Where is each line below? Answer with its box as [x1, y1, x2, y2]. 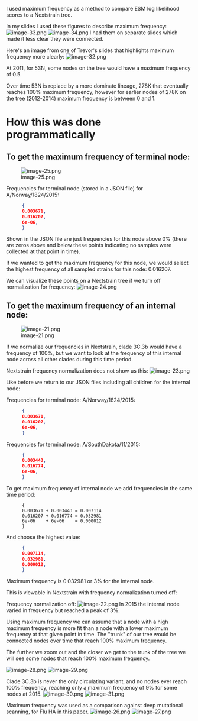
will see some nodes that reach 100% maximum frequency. [6, 655, 150, 662]
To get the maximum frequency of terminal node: [6, 151, 190, 161]
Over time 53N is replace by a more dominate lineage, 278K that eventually [6, 82, 189, 89]
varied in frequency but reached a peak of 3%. [6, 607, 120, 614]
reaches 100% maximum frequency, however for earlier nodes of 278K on [6, 89, 186, 95]
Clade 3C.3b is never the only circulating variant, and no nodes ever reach [6, 678, 187, 685]
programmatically [6, 128, 96, 141]
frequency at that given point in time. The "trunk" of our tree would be [6, 631, 177, 638]
